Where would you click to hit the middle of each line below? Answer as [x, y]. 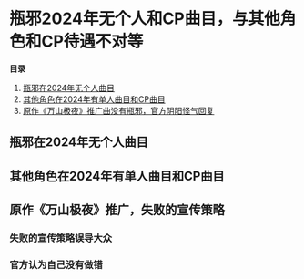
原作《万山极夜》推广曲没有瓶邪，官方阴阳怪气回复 [118, 110]
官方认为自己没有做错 [56, 264]
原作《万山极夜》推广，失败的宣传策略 [117, 210]
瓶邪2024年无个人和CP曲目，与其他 [145, 19]
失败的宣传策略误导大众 [61, 238]
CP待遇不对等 [92, 41]
